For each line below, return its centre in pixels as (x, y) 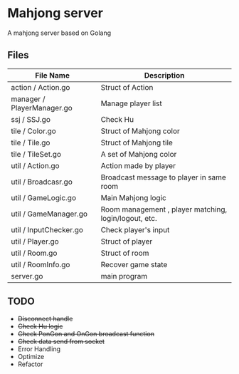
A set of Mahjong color (139, 154)
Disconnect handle (45, 318)
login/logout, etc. (129, 218)
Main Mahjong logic (134, 197)
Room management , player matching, (164, 209)
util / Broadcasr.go (42, 182)
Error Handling (39, 349)
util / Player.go (35, 241)
